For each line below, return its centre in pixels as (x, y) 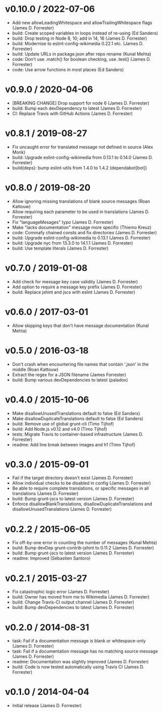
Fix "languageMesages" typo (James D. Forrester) (63, 222)
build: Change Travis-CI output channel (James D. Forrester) (73, 602)
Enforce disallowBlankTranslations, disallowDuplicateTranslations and (82, 504)
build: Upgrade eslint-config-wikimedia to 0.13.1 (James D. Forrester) (81, 238)
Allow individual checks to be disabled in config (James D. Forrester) (81, 483)
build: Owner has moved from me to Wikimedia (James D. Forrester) (81, 597)
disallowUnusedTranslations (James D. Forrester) (62, 509)
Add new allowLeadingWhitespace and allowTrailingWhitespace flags (82, 23)
